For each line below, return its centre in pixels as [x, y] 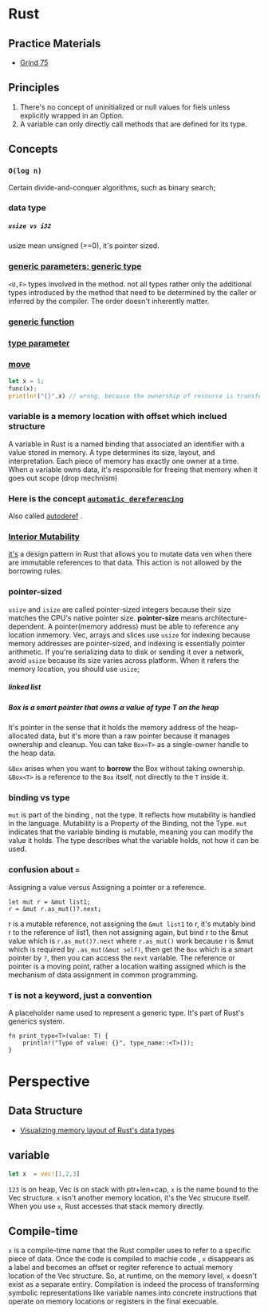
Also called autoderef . [45, 516]
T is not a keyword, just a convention [80, 995]
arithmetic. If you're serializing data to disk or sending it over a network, [126, 652]
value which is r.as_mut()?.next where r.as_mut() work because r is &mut [131, 941]
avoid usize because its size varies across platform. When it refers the [124, 660]
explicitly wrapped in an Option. [72, 115]
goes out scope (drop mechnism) [63, 477]
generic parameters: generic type [75, 266]
